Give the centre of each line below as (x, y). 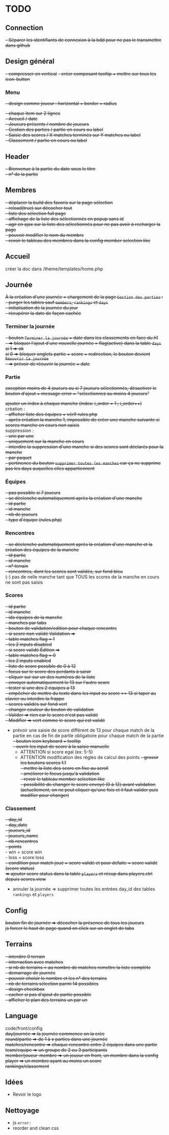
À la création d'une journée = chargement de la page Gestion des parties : (84, 297)
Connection (24, 28)
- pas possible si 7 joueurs (33, 493)
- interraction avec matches (34, 962)
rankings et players (33, 894)
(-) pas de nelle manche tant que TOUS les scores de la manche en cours (82, 576)
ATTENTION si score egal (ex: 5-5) (57, 752)
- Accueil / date (22, 119)
